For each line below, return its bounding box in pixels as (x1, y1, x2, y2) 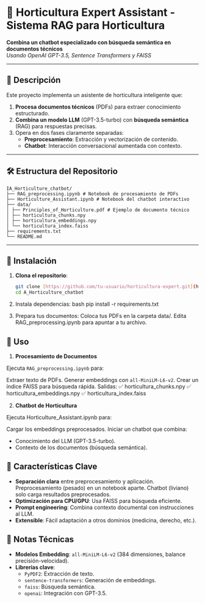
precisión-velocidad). (15, 557, 69, 564)
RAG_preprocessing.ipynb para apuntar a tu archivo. (15, 319, 148, 326)
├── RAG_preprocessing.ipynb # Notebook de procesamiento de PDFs (6, 190, 179, 197)
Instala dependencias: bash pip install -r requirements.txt (15, 300, 159, 308)
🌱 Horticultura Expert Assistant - (6, 5, 176, 20)
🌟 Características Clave (6, 461, 98, 472)
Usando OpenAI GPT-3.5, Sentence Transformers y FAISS (6, 51, 151, 59)
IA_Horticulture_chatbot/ (6, 186, 72, 192)
